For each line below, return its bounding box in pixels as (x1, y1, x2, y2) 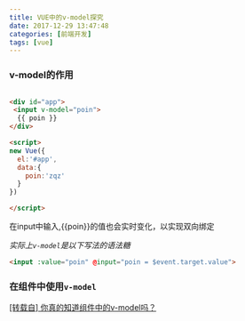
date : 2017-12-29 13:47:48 (9, 21, 109, 30)
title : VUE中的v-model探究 (9, 12, 104, 22)
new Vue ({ (9, 146, 46, 156)
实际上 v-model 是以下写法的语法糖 (9, 240, 131, 251)
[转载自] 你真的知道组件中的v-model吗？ (9, 302, 157, 313)
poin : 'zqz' (25, 171, 66, 181)
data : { (17, 163, 42, 172)
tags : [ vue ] (9, 37, 53, 47)
